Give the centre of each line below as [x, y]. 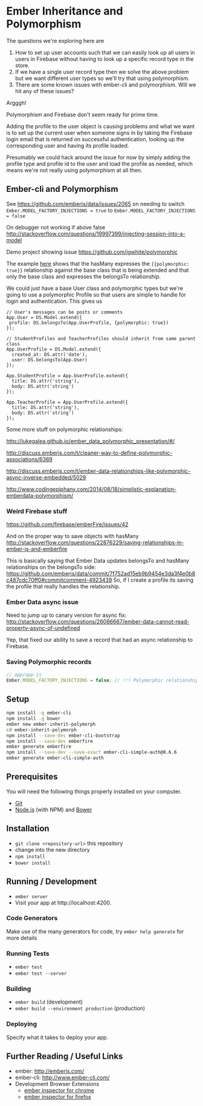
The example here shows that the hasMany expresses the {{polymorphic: [98, 263]
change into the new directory [53, 849]
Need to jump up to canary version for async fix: [66, 615]
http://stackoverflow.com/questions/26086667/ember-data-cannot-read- [98, 622]
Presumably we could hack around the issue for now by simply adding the [98, 157]
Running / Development [52, 882]
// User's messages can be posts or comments [64, 312]
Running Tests [28, 953]
